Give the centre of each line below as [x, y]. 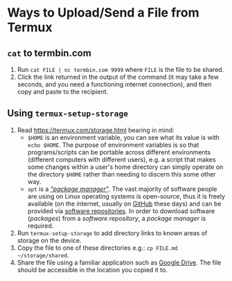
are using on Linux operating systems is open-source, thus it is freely [126, 196]
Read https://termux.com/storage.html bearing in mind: [96, 130]
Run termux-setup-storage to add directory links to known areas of [112, 233]
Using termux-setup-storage [68, 113]
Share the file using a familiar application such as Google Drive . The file [119, 262]
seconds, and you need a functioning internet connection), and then [114, 84]
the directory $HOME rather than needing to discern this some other [122, 174]
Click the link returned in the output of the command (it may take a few [118, 77]
